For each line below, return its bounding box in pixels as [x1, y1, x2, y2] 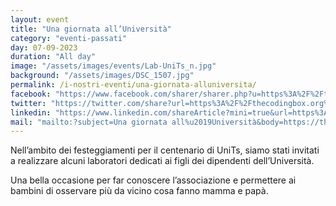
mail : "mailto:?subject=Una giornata [10, 117, 168, 127]
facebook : [10, 89, 52, 99]
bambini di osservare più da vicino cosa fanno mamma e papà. [10, 185, 269, 197]
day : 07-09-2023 [10, 42, 78, 53]
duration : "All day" [10, 52, 97, 62]
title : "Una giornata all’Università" [10, 24, 172, 34]
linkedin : [10, 107, 52, 118]
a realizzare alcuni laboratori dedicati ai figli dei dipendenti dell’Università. [10, 155, 315, 167]
